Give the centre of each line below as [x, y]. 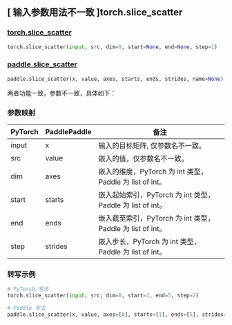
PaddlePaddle [68, 132]
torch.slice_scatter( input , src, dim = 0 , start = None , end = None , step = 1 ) [112, 47]
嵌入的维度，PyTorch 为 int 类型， [153, 171]
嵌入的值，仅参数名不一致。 [143, 159]
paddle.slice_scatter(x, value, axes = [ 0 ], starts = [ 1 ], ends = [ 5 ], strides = [117, 314]
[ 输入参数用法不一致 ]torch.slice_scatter [95, 12]
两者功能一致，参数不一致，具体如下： [61, 93]
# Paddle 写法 [27, 308]
